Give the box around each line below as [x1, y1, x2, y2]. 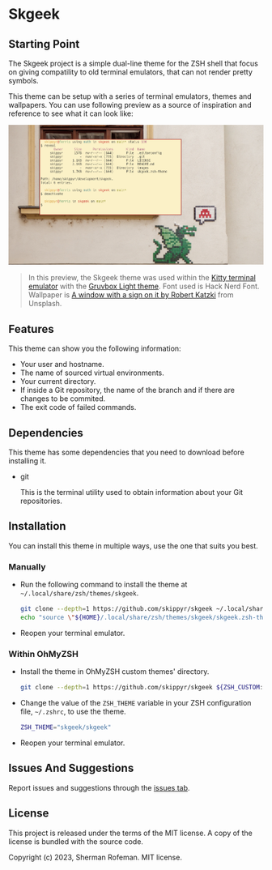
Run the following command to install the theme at [19, 580, 188, 590]
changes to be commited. [19, 394, 106, 403]
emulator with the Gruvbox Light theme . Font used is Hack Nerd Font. [28, 281, 260, 292]
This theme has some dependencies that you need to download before [8, 447, 244, 457]
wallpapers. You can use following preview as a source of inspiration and [8, 100, 252, 109]
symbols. [8, 76, 39, 85]
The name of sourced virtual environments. [19, 368, 164, 377]
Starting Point [8, 37, 80, 51]
